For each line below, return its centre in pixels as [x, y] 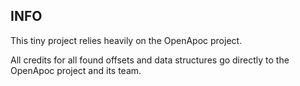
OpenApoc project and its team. [76, 70]
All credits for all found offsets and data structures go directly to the [150, 60]
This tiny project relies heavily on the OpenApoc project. [126, 40]
